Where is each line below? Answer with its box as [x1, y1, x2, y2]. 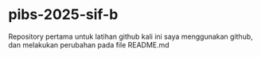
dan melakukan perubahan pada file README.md [8, 40, 169, 49]
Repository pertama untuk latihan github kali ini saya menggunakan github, [8, 32, 253, 41]
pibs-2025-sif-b [8, 6, 119, 24]
